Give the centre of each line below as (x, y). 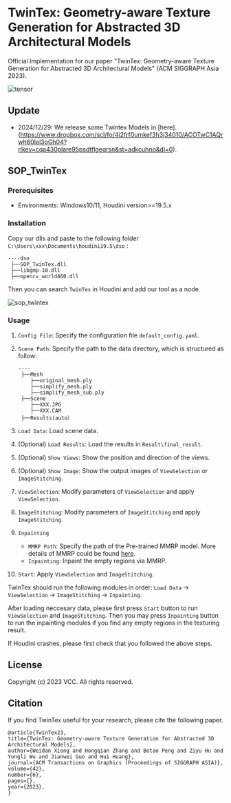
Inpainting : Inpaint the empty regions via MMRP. (97, 561)
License (25, 665)
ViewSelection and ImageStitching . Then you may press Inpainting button (113, 616)
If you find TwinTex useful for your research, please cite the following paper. (115, 720)
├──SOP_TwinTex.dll (39, 264)
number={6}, (25, 775)
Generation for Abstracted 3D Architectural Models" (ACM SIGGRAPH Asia (113, 68)
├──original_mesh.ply (61, 381)
